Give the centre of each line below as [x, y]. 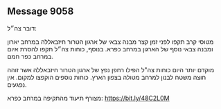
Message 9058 [41, 11]
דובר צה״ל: [22, 28]
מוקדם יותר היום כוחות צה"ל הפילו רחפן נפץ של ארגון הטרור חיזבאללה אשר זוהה [111, 69]
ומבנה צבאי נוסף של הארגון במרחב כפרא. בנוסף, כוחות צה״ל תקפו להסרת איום [110, 49]
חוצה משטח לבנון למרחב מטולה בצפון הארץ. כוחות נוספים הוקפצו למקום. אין [107, 77]
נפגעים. [17, 84]
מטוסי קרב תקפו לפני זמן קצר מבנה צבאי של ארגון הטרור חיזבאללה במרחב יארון [110, 42]
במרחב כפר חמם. [30, 56]
